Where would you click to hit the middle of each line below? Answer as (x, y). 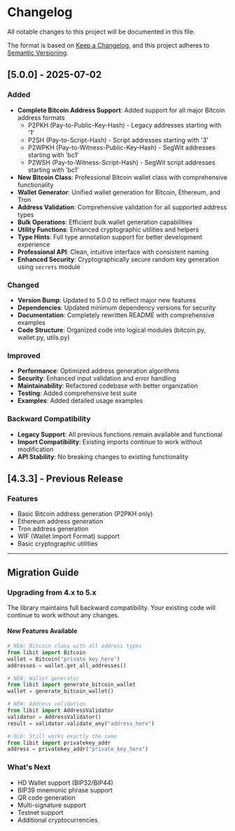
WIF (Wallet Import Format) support (69, 536)
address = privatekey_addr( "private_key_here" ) (78, 749)
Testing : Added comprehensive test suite (77, 393)
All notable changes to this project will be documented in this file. (101, 32)
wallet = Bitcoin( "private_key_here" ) (64, 659)
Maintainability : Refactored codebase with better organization (107, 386)
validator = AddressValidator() (54, 717)
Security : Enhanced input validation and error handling (97, 378)
